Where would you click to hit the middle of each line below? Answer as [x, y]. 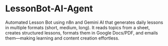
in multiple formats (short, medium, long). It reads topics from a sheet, [78, 27]
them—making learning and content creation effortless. [62, 38]
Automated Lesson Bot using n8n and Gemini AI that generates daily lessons [84, 22]
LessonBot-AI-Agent [49, 9]
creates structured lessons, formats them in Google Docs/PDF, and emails [82, 33]
